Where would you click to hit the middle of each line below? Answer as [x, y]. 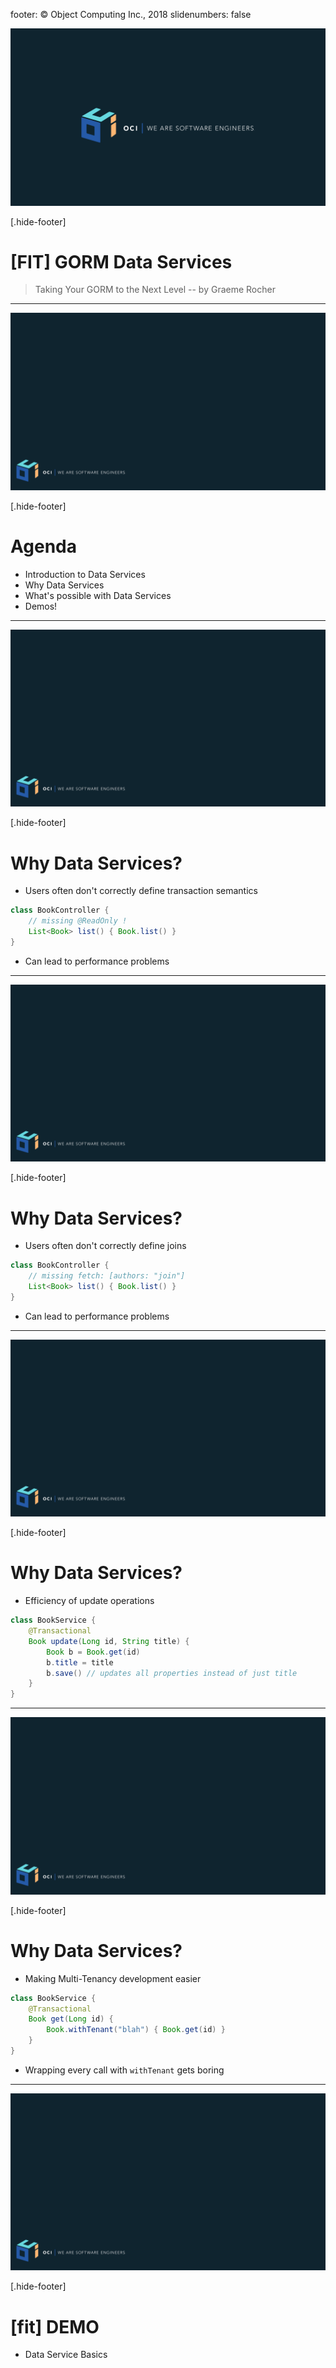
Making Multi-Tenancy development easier [113, 1978]
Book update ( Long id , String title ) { [109, 1641]
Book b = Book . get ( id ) [93, 1652]
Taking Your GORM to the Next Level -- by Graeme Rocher [155, 290]
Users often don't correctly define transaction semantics [141, 891]
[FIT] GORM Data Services [121, 261]
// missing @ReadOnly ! [78, 921]
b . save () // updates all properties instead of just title [172, 1673]
